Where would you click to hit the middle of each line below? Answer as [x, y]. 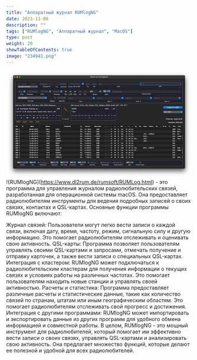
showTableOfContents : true [39, 50]
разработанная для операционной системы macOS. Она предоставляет [97, 194]
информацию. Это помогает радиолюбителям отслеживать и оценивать [97, 237]
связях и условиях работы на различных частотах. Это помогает [88, 275]
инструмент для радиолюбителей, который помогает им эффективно [93, 332]
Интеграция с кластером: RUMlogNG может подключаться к [83, 262]
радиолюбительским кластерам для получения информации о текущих [97, 268]
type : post [19, 38]
